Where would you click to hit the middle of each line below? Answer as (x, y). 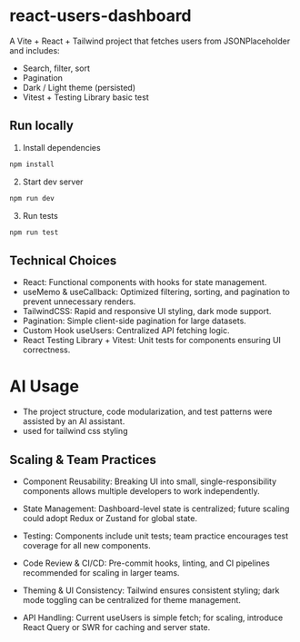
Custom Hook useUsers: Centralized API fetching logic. (126, 331)
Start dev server (53, 182)
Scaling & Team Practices (83, 459)
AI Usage (45, 386)
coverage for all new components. (87, 545)
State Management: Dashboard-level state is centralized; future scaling (156, 509)
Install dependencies (62, 147)
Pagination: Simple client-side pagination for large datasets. (135, 321)
